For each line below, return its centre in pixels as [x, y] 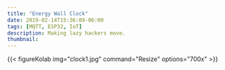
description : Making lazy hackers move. [67, 33]
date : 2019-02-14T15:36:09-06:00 [56, 20]
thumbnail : [23, 40]
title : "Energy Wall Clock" [48, 14]
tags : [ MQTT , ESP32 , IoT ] [44, 26]
